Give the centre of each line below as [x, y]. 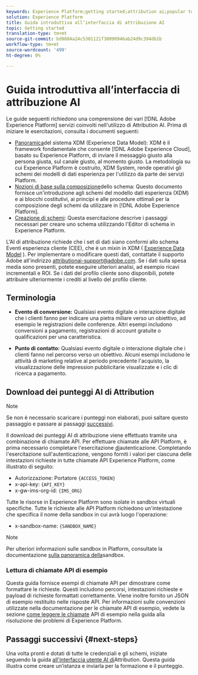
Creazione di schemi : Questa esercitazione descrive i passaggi [91, 218]
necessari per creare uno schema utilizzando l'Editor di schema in [95, 224]
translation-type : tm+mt [37, 34]
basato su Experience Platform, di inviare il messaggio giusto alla [93, 155]
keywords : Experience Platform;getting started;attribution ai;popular [96, 11]
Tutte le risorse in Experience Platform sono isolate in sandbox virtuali [91, 502]
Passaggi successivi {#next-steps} [72, 639]
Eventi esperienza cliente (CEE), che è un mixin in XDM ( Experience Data [95, 248]
